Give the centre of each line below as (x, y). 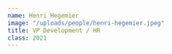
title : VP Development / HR (54, 30)
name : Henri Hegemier (43, 15)
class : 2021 (27, 38)
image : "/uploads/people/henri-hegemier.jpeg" (86, 23)
